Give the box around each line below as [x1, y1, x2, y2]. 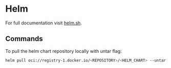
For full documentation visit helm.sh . [5, 20, 82, 26]
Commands [5, 35, 44, 43]
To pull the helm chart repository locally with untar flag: [5, 48, 122, 54]
